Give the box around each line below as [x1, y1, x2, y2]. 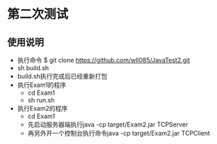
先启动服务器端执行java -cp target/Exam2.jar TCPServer [27, 120, 188, 129]
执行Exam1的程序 [17, 81, 67, 89]
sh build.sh [17, 64, 49, 72]
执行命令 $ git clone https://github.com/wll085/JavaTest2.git [17, 56, 191, 64]
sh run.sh [27, 96, 55, 104]
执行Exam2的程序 [17, 104, 68, 112]
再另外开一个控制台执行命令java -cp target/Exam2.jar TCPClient [27, 129, 211, 137]
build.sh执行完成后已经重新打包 [17, 72, 108, 80]
